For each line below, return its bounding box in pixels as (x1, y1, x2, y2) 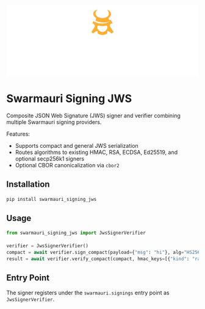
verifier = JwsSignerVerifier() (6, 243, 88, 249)
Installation (6, 179, 50, 190)
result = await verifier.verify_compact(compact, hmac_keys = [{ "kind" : (6, 255, 190, 262)
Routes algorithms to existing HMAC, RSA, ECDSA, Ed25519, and (15, 148, 178, 156)
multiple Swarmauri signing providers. (6, 118, 102, 126)
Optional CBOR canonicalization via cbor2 (15, 161, 120, 169)
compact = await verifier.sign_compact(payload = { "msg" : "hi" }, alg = (6, 249, 184, 256)
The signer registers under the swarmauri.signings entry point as (6, 289, 170, 296)
